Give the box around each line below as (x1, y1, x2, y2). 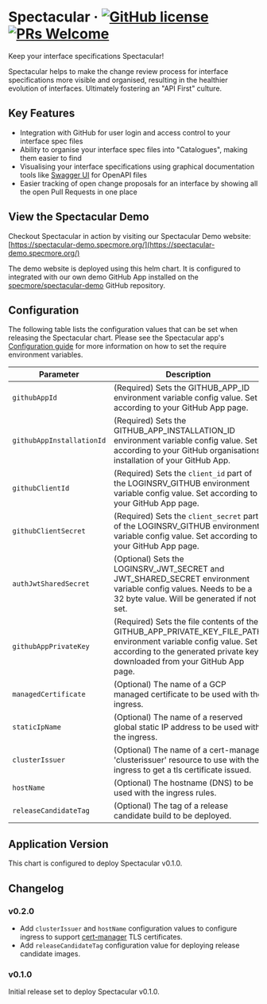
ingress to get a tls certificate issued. (114, 764, 252, 775)
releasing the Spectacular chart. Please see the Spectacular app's (8, 333, 225, 342)
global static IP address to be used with (114, 721, 261, 732)
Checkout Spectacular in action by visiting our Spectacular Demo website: (8, 231, 252, 240)
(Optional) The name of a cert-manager (114, 744, 263, 756)
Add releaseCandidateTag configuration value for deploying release (19, 940, 240, 950)
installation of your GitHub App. (114, 455, 230, 466)
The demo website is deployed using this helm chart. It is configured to (8, 264, 241, 273)
